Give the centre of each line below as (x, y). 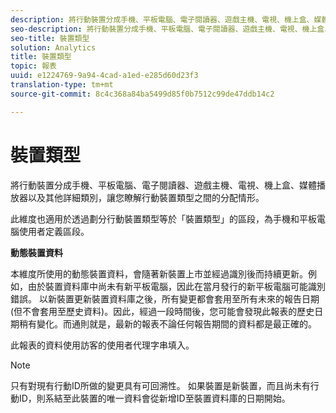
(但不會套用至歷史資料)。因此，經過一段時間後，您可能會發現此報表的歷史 (162, 311)
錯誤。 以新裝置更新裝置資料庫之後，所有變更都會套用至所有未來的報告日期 (165, 298)
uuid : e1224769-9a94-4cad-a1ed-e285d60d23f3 (104, 76)
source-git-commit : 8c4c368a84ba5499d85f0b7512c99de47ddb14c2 (142, 94)
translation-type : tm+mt (62, 85)
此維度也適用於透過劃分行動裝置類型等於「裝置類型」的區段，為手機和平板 (163, 218)
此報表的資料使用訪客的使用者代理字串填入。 (102, 345)
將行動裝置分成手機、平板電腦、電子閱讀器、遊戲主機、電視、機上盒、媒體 (163, 185)
